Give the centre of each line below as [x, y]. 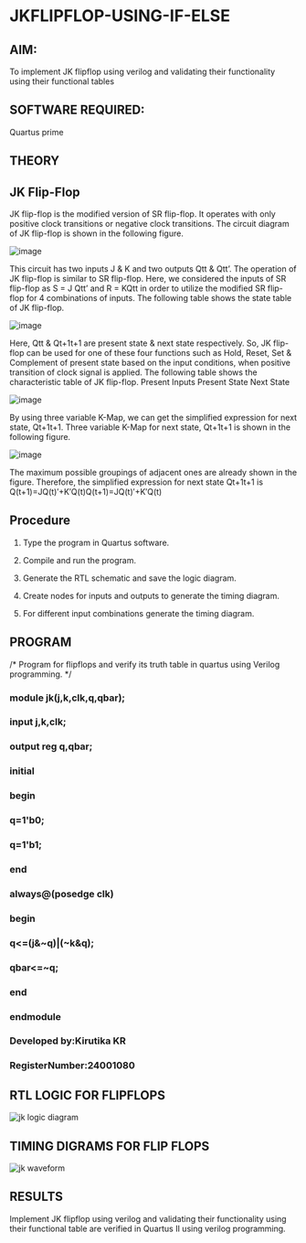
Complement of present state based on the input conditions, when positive [150, 363]
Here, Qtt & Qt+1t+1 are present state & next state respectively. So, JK [140, 343]
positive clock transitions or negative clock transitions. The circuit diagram [149, 224]
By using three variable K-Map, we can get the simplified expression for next [153, 418]
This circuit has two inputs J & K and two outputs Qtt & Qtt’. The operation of [153, 269]
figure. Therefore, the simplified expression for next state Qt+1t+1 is [136, 482]
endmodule [35, 1016]
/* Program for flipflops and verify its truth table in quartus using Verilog [145, 664]
